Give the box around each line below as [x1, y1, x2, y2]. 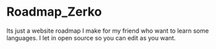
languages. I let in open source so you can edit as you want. [6, 33, 176, 42]
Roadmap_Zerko [6, 4, 102, 20]
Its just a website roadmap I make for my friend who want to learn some [6, 27, 209, 35]
